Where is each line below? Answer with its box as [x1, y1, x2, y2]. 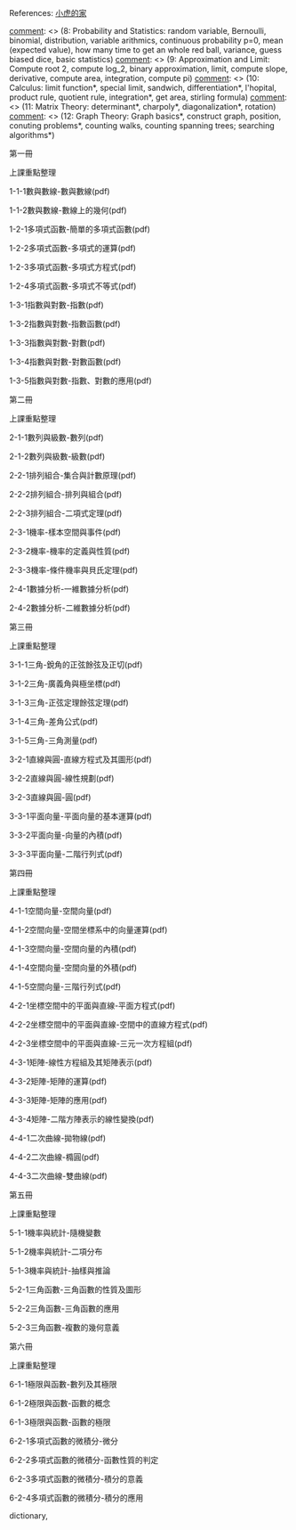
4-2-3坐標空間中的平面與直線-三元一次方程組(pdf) [9, 1038, 193, 1049]
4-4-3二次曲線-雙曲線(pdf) [9, 1171, 108, 1181]
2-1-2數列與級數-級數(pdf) [9, 451, 106, 462]
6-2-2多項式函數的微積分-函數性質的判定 [9, 1455, 159, 1465]
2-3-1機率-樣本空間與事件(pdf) [9, 527, 122, 537]
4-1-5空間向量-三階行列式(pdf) [9, 981, 122, 992]
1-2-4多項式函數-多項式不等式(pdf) [9, 281, 137, 291]
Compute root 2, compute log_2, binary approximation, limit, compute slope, [9, 63, 288, 74]
